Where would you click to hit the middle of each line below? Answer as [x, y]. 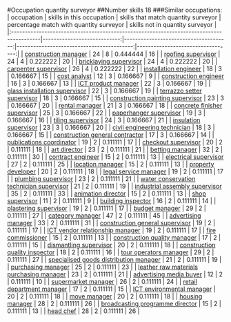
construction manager [56, 54]
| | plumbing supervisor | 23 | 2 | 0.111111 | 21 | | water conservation [101, 179]
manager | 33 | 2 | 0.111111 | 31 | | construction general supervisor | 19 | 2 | [111, 223]
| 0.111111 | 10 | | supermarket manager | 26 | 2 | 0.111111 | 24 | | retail [102, 282]
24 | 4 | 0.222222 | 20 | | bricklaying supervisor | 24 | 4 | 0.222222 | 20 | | [112, 61]
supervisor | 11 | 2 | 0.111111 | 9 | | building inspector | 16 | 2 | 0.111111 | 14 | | [112, 201]
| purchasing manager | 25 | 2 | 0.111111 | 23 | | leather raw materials [103, 267]
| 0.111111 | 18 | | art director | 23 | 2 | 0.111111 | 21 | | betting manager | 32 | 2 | [115, 149]
